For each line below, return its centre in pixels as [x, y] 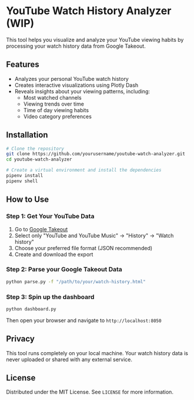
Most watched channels [52, 97]
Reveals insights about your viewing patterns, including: [82, 91]
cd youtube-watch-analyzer [39, 160]
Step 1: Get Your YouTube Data [50, 217]
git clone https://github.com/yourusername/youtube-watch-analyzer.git [96, 154]
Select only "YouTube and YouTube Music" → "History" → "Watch [94, 235]
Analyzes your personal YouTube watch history [72, 78]
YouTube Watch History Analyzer [89, 11]
